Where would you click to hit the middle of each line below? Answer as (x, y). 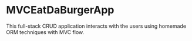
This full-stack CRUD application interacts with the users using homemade (96, 26)
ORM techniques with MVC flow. (45, 32)
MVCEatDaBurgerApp (60, 10)
